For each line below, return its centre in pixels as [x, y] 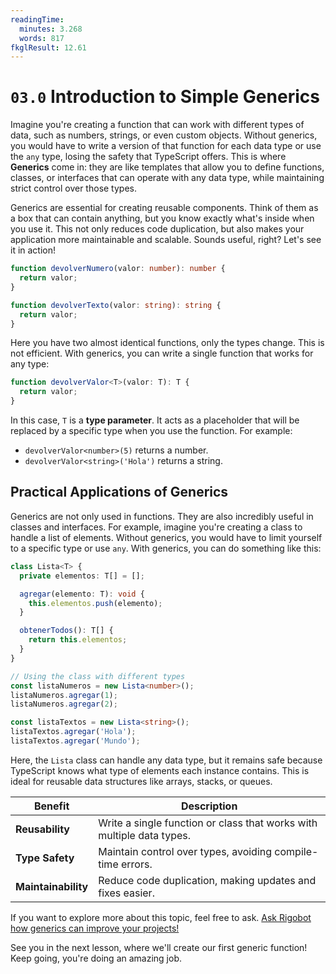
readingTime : [37, 19]
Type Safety [45, 858]
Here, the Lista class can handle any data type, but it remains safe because [166, 760]
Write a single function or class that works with [208, 823]
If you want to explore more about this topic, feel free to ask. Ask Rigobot [161, 917]
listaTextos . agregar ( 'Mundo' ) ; [75, 741]
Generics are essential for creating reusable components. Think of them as [164, 208]
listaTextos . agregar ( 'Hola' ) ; [73, 732]
